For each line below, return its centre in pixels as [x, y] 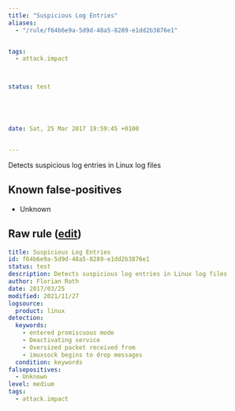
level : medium [32, 384]
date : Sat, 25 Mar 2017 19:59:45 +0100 [74, 129]
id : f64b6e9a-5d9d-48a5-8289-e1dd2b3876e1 [79, 259]
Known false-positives [65, 190]
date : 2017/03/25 [37, 288]
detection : [26, 318]
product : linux [40, 311]
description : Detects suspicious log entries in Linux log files [117, 274]
